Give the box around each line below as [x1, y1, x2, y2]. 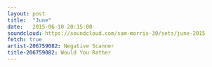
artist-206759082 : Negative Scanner [7, 43, 114, 50]
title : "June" [7, 17, 52, 24]
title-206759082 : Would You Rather [7, 50, 112, 57]
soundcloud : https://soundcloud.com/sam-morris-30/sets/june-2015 [7, 29, 206, 37]
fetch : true [7, 36, 42, 43]
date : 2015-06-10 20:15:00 [7, 23, 93, 30]
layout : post [7, 10, 46, 17]
